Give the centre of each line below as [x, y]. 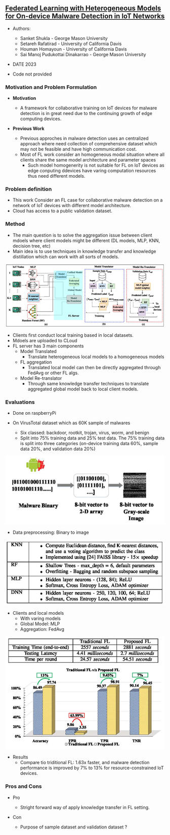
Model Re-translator [41, 378]
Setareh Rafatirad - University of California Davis [71, 44]
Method [15, 224]
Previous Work [28, 129]
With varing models [40, 618]
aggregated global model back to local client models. [83, 389]
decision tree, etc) [31, 246]
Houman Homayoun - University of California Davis [74, 49]
